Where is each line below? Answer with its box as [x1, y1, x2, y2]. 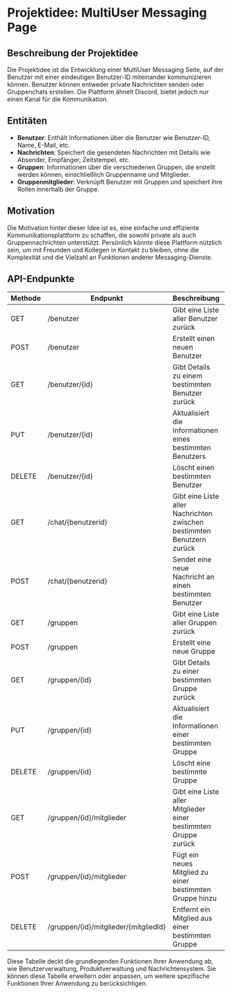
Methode [10, 293, 41, 303]
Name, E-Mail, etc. [17, 141, 70, 149]
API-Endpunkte [7, 273, 75, 285]
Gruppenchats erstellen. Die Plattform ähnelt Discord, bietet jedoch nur [7, 88, 209, 96]
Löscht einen [172, 463, 215, 473]
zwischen [172, 518, 204, 527]
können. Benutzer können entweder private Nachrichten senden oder [7, 80, 205, 88]
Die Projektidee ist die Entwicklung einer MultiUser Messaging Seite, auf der [7, 66, 224, 73]
